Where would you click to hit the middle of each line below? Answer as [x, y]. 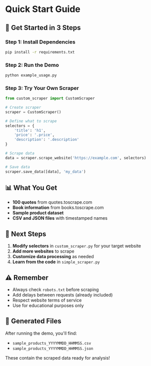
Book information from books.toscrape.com [58, 208]
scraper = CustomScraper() [33, 112]
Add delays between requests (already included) [62, 295]
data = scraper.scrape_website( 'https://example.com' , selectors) [76, 158]
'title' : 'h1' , [30, 130]
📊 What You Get [31, 187]
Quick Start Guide [43, 9]
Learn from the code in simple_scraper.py [56, 262]
